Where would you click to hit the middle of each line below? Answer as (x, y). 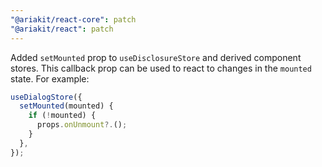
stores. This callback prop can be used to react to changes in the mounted (161, 68)
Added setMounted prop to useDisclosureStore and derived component (156, 57)
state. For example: (50, 78)
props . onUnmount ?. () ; (82, 125)
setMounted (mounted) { (66, 106)
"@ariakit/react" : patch (62, 29)
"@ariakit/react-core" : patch (73, 19)
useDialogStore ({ (46, 97)
